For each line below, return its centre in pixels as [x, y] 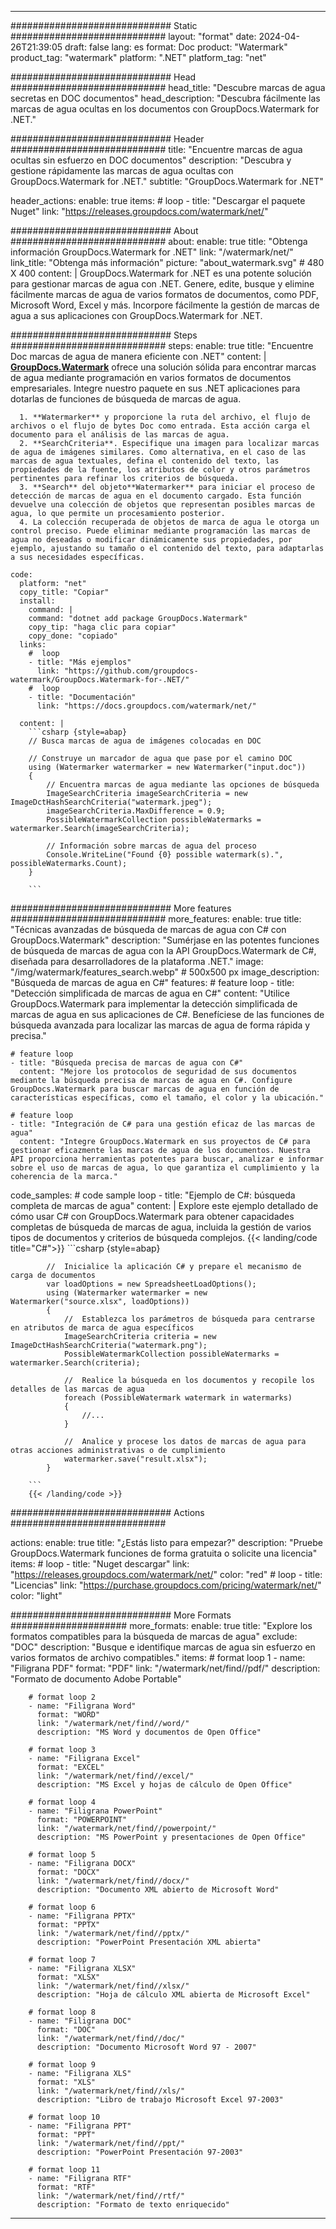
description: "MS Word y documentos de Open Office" [149, 1732]
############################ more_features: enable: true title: [156, 919]
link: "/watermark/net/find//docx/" [113, 1881]
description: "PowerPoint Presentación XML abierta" [149, 1942]
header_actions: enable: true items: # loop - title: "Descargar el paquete [158, 200]
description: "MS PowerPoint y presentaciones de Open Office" [171, 1837]
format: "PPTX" [68, 1925]
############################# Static [104, 25]
